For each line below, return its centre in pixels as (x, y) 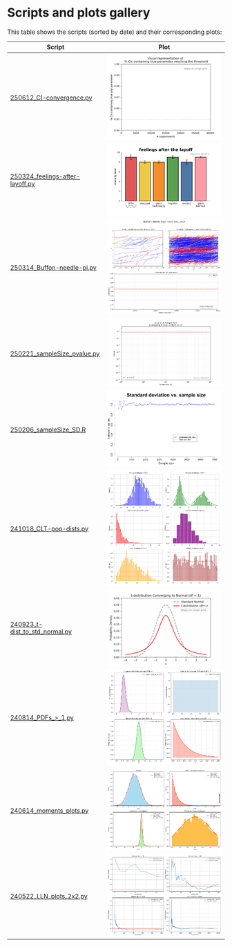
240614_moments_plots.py (49, 810)
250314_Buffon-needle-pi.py (53, 268)
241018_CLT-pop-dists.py (49, 528)
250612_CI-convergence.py (51, 98)
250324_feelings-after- (45, 176)
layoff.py (22, 184)
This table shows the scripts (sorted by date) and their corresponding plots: (115, 32)
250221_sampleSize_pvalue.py (55, 353)
